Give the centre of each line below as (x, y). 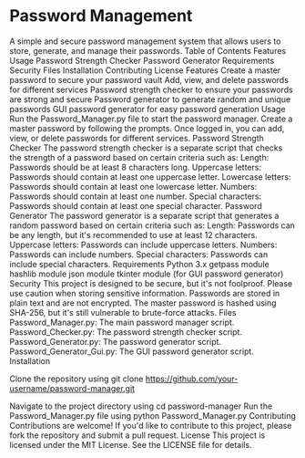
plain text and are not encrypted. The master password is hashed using (143, 303)
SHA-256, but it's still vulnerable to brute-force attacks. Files (123, 312)
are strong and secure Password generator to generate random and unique (150, 99)
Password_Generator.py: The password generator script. (115, 341)
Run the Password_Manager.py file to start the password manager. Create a (151, 119)
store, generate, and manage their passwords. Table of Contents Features (148, 50)
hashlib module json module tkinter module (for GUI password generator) (147, 274)
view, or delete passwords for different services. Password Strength (137, 138)
